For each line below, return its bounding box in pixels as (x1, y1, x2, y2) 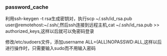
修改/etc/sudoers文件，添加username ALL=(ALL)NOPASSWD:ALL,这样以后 (5, 39, 162, 45)
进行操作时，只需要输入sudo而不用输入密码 (5, 45, 96, 51)
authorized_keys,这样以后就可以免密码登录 (5, 28, 94, 34)
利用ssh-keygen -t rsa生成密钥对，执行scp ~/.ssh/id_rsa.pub (5, 16, 132, 22)
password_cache (5, 4, 49, 11)
